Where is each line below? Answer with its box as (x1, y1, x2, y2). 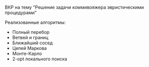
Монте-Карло (12, 50, 42, 56)
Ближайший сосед (12, 40, 53, 46)
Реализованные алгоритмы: (5, 20, 66, 25)
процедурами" (5, 10, 37, 16)
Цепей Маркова (12, 45, 47, 51)
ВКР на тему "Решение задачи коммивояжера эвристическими (5, 5, 144, 10)
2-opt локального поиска (12, 56, 67, 62)
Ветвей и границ (12, 35, 49, 40)
